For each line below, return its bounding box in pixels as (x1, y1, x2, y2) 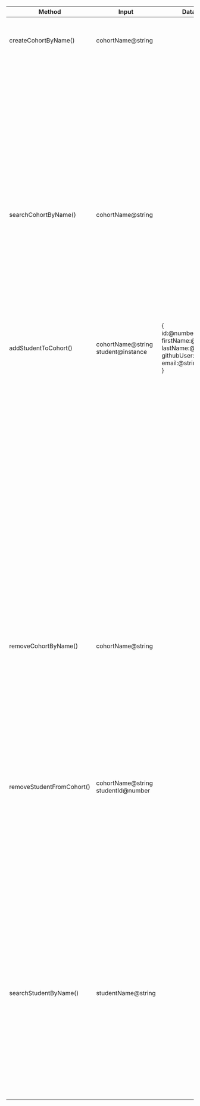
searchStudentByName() (9, 989, 79, 997)
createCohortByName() (9, 36, 76, 44)
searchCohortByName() (9, 211, 76, 219)
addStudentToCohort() (9, 344, 73, 352)
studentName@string (96, 989, 156, 997)
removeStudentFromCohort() (9, 783, 90, 791)
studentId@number (96, 787, 151, 794)
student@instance (96, 348, 148, 356)
